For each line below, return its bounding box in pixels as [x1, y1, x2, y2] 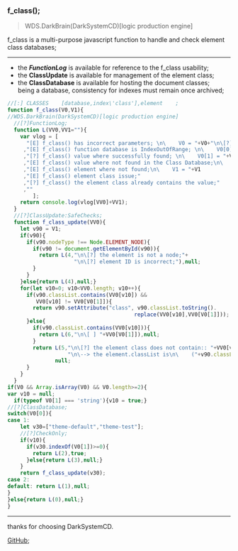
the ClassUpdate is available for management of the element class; [17, 71, 215, 80]
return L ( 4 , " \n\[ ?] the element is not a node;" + [38, 251, 189, 259]
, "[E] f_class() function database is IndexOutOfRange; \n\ [23, 146, 204, 153]
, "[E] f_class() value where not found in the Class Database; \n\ [23, 159, 223, 167]
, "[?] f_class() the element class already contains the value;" [23, 179, 220, 186]
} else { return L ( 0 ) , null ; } [7, 496, 84, 503]
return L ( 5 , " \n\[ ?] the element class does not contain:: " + [33, 344, 217, 351]
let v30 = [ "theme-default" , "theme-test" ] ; [20, 423, 144, 431]
